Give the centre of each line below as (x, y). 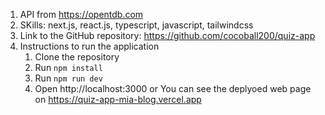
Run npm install (68, 67)
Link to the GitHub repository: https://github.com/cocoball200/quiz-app (167, 35)
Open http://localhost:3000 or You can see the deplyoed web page (173, 88)
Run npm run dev (68, 78)
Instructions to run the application (89, 46)
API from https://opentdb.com (81, 14)
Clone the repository (77, 57)
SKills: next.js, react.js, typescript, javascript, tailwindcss (136, 25)
